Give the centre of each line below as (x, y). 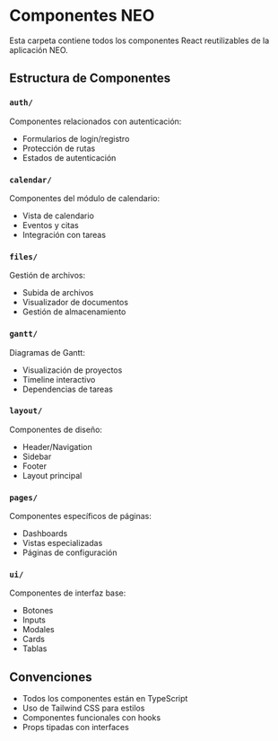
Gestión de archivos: (48, 276)
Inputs (34, 620)
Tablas (35, 648)
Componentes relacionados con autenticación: (96, 121)
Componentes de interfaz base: (68, 593)
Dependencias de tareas (68, 389)
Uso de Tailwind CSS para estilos (83, 708)
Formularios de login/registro (76, 138)
